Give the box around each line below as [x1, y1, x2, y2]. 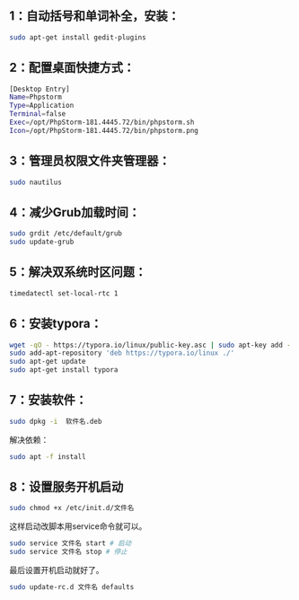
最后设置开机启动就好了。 [9, 565, 104, 575]
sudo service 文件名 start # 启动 [9, 539, 132, 548]
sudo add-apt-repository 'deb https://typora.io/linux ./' [9, 349, 235, 357]
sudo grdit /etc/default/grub [9, 229, 123, 238]
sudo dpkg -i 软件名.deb [9, 417, 102, 426]
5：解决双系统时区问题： [9, 264, 147, 280]
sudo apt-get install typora [9, 366, 119, 375]
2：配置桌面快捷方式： [9, 60, 136, 75]
